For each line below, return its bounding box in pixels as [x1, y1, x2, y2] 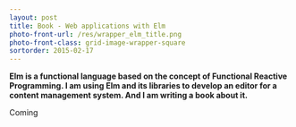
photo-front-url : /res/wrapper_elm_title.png [9, 30, 182, 38]
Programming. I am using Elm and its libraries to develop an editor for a [9, 80, 277, 91]
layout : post [9, 13, 58, 22]
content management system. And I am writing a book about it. [9, 90, 249, 101]
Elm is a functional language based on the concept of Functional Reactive [9, 71, 288, 81]
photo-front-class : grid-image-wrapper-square [9, 38, 186, 47]
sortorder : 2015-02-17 [9, 47, 94, 55]
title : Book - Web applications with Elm [9, 21, 166, 30]
